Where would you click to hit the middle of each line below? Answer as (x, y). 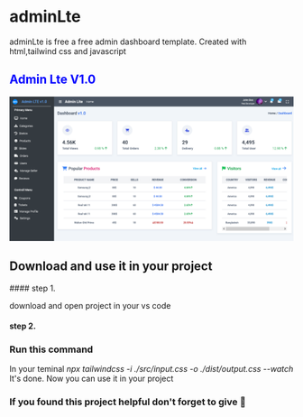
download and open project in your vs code (90, 305)
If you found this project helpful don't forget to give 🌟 (128, 402)
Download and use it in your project (111, 267)
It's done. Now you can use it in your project (92, 379)
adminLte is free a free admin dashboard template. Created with (128, 42)
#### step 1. (32, 288)
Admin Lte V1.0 (53, 80)
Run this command (51, 349)
